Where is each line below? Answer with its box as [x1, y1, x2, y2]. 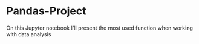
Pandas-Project [6, 4, 86, 18]
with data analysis [6, 30, 51, 37]
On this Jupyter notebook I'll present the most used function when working [6, 24, 194, 31]
